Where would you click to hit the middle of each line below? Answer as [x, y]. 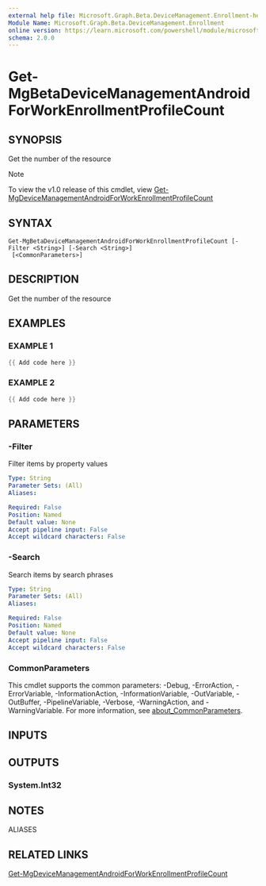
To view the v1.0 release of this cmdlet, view [80, 190]
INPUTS [28, 736]
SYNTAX [30, 223]
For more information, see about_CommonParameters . [154, 710]
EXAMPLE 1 [31, 346]
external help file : [42, 15]
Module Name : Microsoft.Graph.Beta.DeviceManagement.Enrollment [116, 23]
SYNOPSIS [35, 140]
